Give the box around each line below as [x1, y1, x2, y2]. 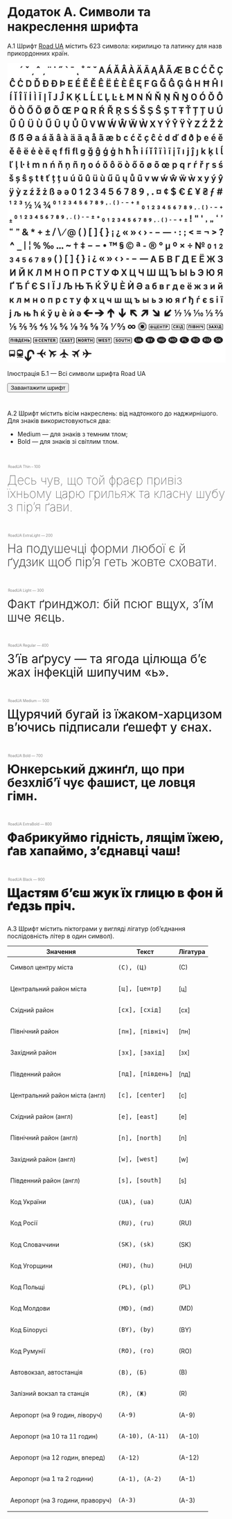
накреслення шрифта [7, 19, 139, 35]
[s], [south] [117, 1176, 162, 1185]
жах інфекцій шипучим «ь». [7, 664, 170, 680]
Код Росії [10, 1219, 38, 1228]
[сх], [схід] [117, 1006, 162, 1014]
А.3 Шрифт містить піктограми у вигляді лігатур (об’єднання [7, 925, 186, 933]
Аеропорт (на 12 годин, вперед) [10, 1453, 106, 1462]
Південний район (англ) [10, 1176, 81, 1185]
